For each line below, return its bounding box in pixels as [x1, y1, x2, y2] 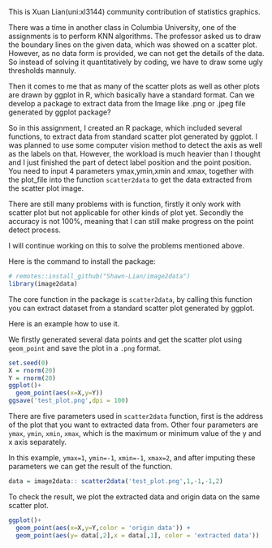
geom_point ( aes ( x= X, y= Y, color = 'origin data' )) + [15, 524, 191, 532]
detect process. [8, 225, 61, 235]
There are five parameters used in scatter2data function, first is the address [8, 412, 264, 421]
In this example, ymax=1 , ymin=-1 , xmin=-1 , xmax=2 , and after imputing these [8, 453, 256, 462]
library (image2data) [8, 279, 79, 287]
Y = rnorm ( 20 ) [8, 373, 57, 382]
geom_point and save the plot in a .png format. [8, 343, 162, 352]
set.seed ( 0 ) [8, 359, 49, 367]
